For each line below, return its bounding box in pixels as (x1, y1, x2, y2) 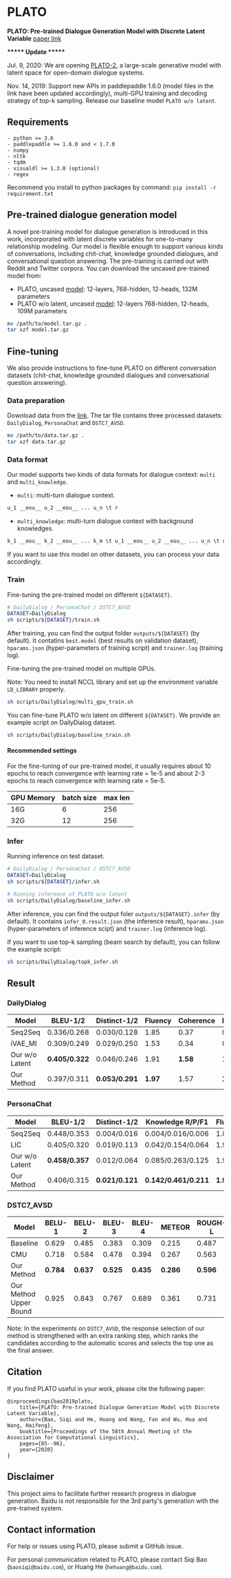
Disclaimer (7, 1471, 54, 1483)
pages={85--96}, (19, 1440, 67, 1447)
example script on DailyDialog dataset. (7, 718, 117, 727)
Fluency (144, 1016, 172, 1025)
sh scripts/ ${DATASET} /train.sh (7, 617, 100, 624)
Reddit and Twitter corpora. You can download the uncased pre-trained (7, 264, 210, 273)
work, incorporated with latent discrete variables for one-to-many (7, 235, 193, 243)
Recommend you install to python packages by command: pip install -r (7, 183, 217, 191)
